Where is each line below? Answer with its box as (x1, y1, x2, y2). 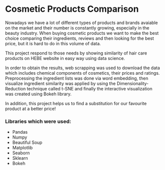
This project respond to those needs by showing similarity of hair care (5, 50, 147, 56)
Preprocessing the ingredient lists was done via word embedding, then (5, 75, 149, 81)
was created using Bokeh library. (5, 91, 72, 97)
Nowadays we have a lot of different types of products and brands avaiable (5, 20, 158, 26)
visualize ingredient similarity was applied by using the (5, 80, 116, 86)
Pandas (12, 129, 28, 135)
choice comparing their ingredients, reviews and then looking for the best (5, 35, 154, 41)
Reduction (5, 85, 26, 91)
